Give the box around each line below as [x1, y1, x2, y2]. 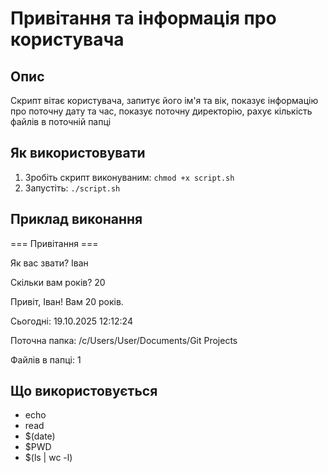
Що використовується [10, 383, 158, 400]
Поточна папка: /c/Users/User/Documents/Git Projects [10, 334, 238, 346]
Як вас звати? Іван [10, 257, 89, 269]
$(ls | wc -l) [24, 452, 73, 464]
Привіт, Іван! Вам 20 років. [10, 295, 124, 307]
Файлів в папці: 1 [10, 353, 82, 366]
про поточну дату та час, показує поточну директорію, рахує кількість [10, 105, 313, 117]
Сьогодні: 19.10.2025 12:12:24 [10, 315, 133, 327]
